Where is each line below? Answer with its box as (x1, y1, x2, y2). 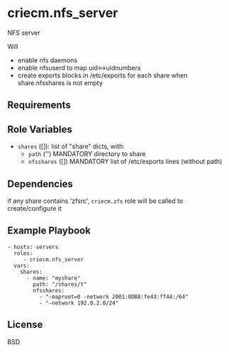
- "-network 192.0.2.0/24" (38, 299, 119, 307)
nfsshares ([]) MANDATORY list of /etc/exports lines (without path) (28, 158, 223, 166)
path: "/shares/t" (33, 280, 87, 288)
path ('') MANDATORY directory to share (28, 150, 146, 158)
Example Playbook (7, 225, 91, 237)
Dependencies (7, 177, 73, 189)
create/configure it (7, 204, 62, 212)
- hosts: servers (7, 243, 59, 251)
